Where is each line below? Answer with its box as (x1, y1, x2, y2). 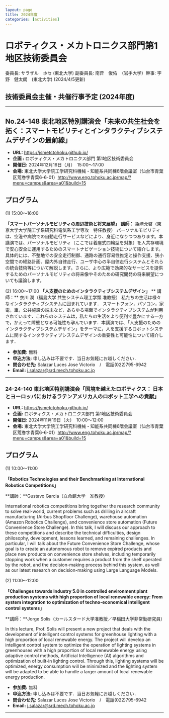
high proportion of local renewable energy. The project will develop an (5, 637, 151, 643)
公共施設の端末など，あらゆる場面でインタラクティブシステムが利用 (22, 307, 163, 313)
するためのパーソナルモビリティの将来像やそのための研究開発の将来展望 (5, 271, 155, 277)
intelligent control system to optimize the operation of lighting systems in (5, 642, 156, 648)
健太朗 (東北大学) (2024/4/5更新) (14, 76, 86, 82)
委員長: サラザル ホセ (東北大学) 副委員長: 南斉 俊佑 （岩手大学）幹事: (5, 70, 156, 76)
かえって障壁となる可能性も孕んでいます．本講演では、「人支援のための (14, 319, 161, 325)
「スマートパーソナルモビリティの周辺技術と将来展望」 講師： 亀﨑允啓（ (5, 221, 157, 227)
